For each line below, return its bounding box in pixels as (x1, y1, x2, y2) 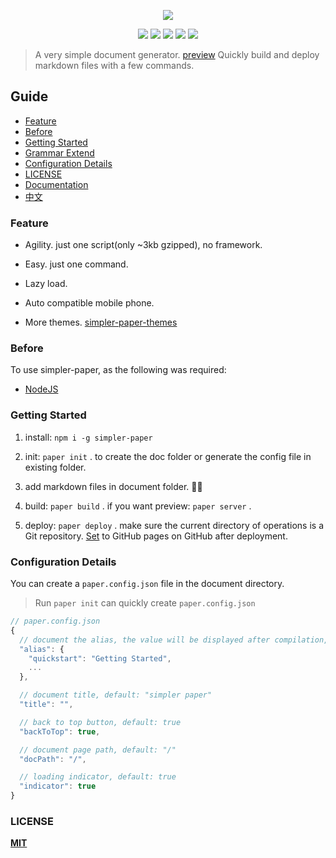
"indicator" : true (19, 781, 97, 792)
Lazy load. (24, 278, 68, 290)
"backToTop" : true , (19, 726, 101, 737)
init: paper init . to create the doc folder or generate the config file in (24, 450, 312, 462)
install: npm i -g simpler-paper (24, 431, 153, 443)
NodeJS (24, 383, 59, 395)
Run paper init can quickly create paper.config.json (34, 597, 256, 609)
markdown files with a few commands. (34, 60, 195, 71)
